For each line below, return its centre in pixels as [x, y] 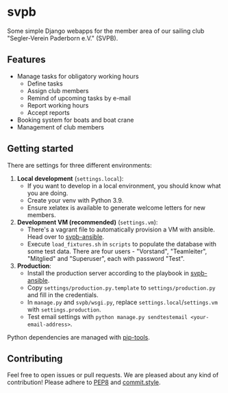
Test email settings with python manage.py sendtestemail [107, 316]
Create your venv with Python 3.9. [75, 200]
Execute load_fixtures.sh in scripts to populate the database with [122, 244]
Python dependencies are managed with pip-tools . [79, 337]
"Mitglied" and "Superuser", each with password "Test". [106, 258]
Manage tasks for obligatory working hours [78, 76]
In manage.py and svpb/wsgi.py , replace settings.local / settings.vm [122, 302]
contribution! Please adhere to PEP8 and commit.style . [84, 382]
